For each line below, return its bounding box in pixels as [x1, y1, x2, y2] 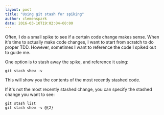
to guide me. [5, 50, 31, 56]
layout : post [5, 7, 32, 12]
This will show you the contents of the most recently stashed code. [5, 77, 141, 83]
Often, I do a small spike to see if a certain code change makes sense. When [5, 34, 160, 40]
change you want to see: [5, 92, 55, 97]
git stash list [5, 101, 36, 106]
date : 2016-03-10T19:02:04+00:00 [5, 20, 73, 26]
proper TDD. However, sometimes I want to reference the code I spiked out [5, 44, 156, 50]
